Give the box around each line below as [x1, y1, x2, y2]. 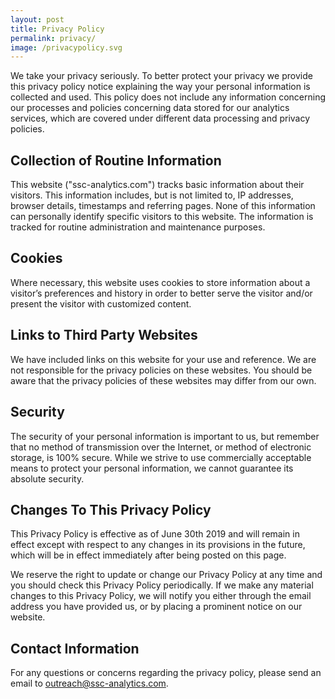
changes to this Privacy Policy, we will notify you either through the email [10, 590, 312, 602]
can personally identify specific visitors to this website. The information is [10, 211, 314, 223]
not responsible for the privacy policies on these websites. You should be [10, 364, 313, 376]
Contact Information [10, 640, 140, 657]
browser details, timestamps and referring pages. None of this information [10, 200, 316, 212]
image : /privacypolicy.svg [10, 42, 123, 53]
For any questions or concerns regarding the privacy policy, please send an [10, 667, 322, 679]
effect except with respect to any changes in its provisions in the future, [10, 539, 306, 551]
